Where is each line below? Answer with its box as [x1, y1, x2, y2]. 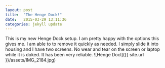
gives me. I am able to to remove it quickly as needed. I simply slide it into [5, 41, 158, 47]
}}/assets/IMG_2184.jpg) [5, 57, 56, 63]
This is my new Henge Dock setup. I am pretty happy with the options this [5, 36, 159, 42]
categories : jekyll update [5, 21, 62, 27]
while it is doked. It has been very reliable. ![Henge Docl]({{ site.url [5, 52, 144, 58]
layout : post [5, 7, 33, 13]
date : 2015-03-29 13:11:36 [5, 17, 67, 22]
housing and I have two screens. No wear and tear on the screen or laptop [5, 46, 160, 52]
